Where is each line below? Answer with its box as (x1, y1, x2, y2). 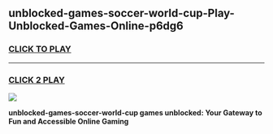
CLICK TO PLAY (8, 44, 71, 55)
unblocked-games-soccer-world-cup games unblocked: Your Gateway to (8, 107, 262, 117)
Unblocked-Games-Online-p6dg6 (8, 19, 184, 33)
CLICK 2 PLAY (8, 74, 65, 85)
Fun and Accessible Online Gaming (8, 116, 129, 126)
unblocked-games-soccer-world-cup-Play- (8, 6, 236, 20)
